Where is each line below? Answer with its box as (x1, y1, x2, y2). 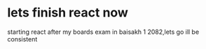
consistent (7, 35, 38, 43)
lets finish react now (7, 5, 128, 21)
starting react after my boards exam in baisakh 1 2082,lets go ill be (7, 28, 200, 36)
